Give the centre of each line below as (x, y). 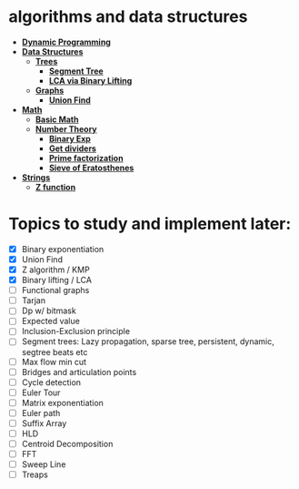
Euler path (41, 413)
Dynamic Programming (66, 42)
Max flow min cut (54, 362)
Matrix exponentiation (62, 402)
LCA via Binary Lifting (90, 80)
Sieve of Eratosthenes (91, 168)
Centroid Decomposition (67, 444)
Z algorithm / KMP (55, 270)
